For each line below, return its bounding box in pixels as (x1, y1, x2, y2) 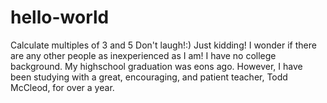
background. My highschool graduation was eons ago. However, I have (10, 60, 303, 72)
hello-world (10, 6, 110, 29)
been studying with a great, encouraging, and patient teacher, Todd (10, 71, 288, 83)
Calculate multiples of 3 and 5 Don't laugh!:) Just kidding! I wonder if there (10, 39, 317, 51)
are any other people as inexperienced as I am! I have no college (10, 49, 277, 61)
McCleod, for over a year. (10, 81, 115, 93)
